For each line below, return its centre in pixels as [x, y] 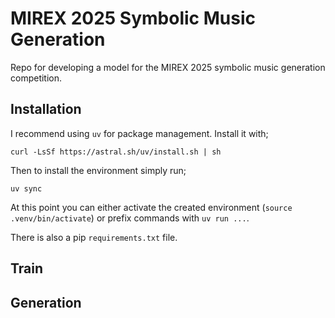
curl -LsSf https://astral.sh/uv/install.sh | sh [116, 152]
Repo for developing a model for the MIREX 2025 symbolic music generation [168, 67]
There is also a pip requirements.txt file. [94, 237]
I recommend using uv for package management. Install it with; [139, 133]
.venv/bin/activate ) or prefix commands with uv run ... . [130, 218]
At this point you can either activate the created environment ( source [151, 207]
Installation [46, 109]
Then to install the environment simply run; [98, 170]
